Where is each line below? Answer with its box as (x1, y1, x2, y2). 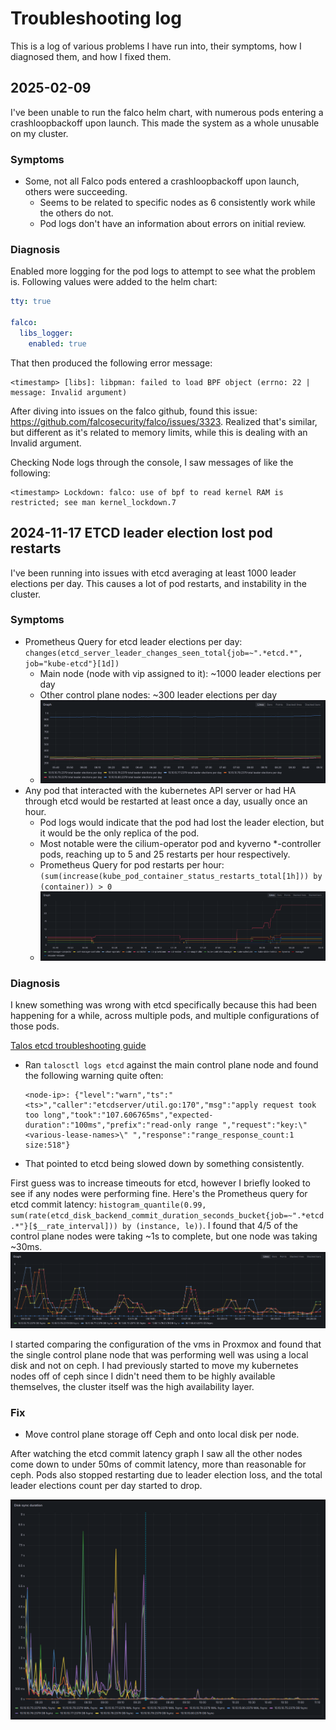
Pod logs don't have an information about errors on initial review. (39, 218, 307, 230)
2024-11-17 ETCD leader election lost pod (10, 525, 273, 542)
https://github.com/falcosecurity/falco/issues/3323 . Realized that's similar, (10, 415, 318, 427)
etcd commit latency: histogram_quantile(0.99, (10, 1198, 207, 1211)
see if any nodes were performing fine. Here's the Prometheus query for (10, 1188, 308, 1200)
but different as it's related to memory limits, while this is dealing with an (10, 426, 308, 438)
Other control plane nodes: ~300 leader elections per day (39, 688, 278, 701)
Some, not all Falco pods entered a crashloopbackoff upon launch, (24, 175, 300, 187)
